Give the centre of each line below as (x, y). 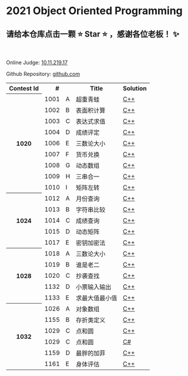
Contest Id (24, 88)
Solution (135, 88)
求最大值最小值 (96, 298)
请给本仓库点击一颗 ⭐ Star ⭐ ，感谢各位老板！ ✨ (93, 34)
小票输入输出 (93, 287)
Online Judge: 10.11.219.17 (37, 62)
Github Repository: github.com (43, 74)
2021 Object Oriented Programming (95, 11)
